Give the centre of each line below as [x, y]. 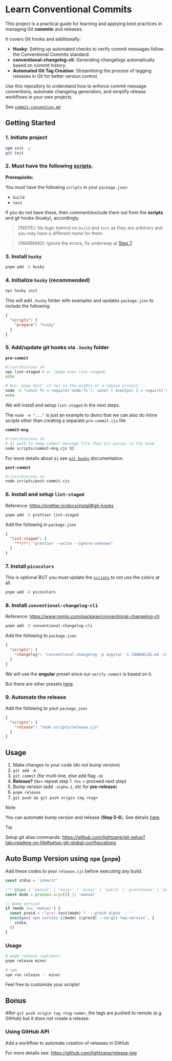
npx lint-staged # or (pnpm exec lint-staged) [56, 372]
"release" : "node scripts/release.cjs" [57, 727]
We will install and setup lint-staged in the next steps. [63, 405]
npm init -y [18, 148]
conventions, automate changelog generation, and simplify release [76, 91]
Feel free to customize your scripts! [43, 985]
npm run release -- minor [33, 975]
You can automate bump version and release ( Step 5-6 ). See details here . [83, 817]
